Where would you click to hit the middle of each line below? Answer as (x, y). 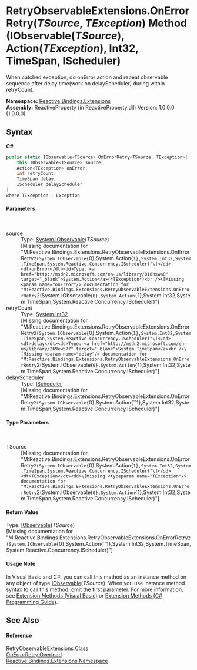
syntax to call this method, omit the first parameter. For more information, (95, 589)
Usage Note (21, 563)
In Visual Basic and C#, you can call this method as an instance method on (96, 577)
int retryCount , (37, 174)
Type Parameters (28, 422)
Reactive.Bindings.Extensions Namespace (57, 661)
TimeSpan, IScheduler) (64, 61)
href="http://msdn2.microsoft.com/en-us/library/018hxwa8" (95, 274)
